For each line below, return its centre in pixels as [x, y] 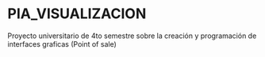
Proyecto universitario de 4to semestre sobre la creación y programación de [132, 36]
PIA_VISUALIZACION [77, 14]
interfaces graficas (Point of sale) [62, 44]
